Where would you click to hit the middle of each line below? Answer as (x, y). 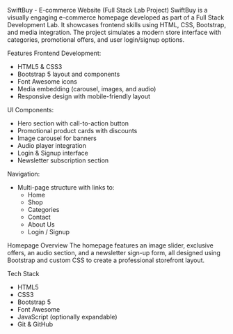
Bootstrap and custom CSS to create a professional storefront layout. (106, 260)
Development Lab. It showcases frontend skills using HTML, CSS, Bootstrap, (116, 25)
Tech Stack (23, 274)
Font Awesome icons (47, 82)
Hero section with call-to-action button (73, 123)
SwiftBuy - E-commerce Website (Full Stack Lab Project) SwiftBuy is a (107, 10)
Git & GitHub (35, 324)
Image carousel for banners (57, 138)
